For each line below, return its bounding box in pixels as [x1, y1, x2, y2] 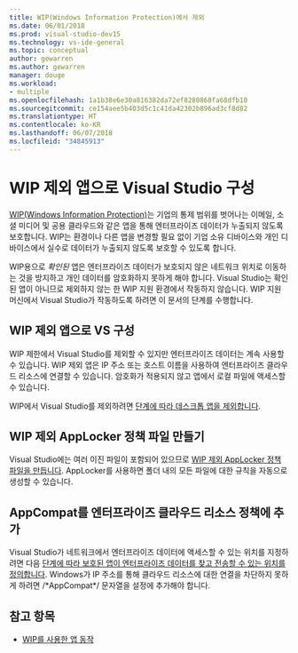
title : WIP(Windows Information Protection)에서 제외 [9, 12, 205, 22]
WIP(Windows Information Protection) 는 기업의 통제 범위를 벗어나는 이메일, [9, 209, 275, 219]
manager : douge [9, 71, 66, 80]
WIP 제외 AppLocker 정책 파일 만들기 [9, 428, 206, 444]
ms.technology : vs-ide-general [9, 37, 125, 47]
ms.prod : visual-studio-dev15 [9, 29, 122, 38]
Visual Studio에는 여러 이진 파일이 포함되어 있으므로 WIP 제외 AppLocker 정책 [9, 454, 282, 465]
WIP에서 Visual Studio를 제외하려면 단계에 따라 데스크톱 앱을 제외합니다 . [9, 401, 262, 411]
